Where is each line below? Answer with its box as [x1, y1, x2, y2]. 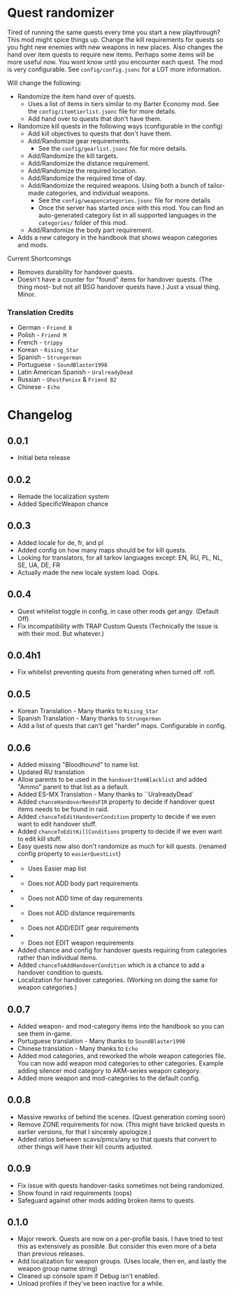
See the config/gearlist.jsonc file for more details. [38, 144, 187, 152]
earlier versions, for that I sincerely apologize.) [17, 1127, 152, 1136]
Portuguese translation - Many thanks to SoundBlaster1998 [17, 1036, 186, 1045]
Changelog [7, 407, 73, 423]
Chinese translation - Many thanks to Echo [17, 1044, 138, 1052]
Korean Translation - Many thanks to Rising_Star [17, 707, 159, 715]
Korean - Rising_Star [17, 346, 79, 354]
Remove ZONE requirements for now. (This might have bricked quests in [17, 1120, 226, 1128]
